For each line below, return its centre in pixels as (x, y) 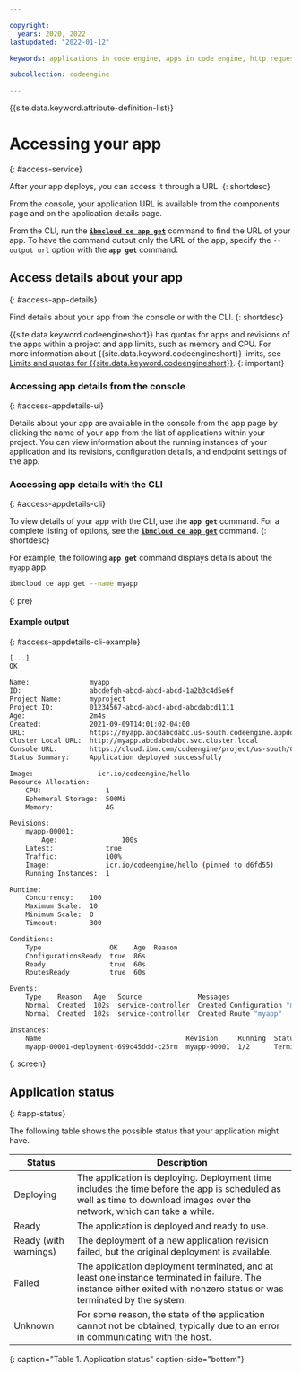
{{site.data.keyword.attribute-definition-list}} (92, 108)
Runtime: (26, 889)
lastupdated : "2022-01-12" (60, 42)
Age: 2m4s (57, 716)
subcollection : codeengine (60, 74)
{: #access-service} (46, 169)
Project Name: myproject (68, 700)
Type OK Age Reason (102, 948)
